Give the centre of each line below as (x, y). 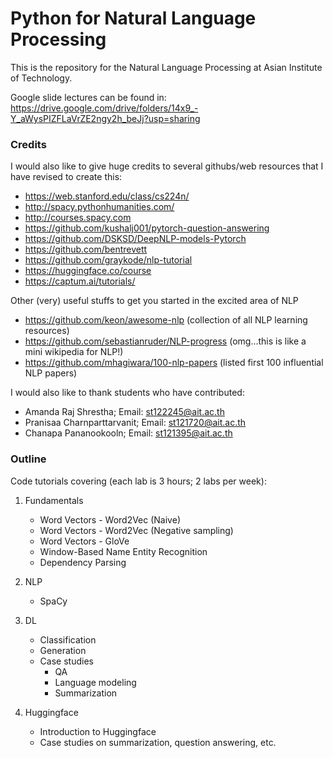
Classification (68, 639)
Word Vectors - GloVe (84, 541)
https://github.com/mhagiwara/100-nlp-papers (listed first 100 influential (174, 363)
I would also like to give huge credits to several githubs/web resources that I (167, 166)
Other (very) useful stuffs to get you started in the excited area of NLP (154, 301)
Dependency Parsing (83, 562)
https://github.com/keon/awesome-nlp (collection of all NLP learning (166, 320)
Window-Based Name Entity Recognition (123, 551)
